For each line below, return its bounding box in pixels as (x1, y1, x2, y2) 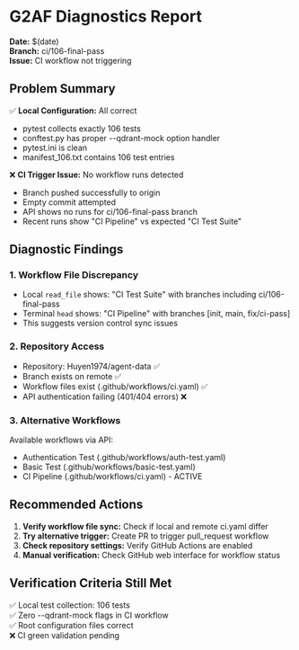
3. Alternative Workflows (9, 414, 121, 426)
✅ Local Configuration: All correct (9, 105, 137, 116)
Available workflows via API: (9, 434, 114, 446)
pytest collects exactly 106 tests (22, 123, 141, 134)
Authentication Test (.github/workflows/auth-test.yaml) (22, 452, 226, 463)
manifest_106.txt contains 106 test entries (22, 151, 175, 163)
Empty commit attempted (22, 196, 117, 208)
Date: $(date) (9, 36, 60, 47)
